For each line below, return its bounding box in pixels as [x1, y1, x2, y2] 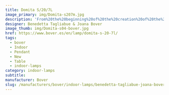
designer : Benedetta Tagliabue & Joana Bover [5, 21, 102, 27]
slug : [5, 82, 17, 87]
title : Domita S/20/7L [5, 7, 53, 13]
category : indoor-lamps [5, 68, 55, 73]
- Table [10, 59, 26, 64]
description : [5, 17, 33, 22]
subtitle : [5, 73, 26, 78]
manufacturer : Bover [5, 77, 49, 82]
